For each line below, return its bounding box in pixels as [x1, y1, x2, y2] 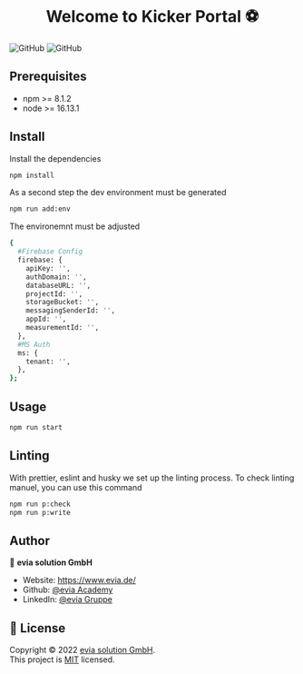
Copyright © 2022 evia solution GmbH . [9, 645, 156, 656]
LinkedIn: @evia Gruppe [22, 594, 113, 605]
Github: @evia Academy [22, 584, 113, 595]
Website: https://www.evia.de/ [22, 575, 136, 586]
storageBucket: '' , [25, 298, 100, 307]
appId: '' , [25, 314, 67, 324]
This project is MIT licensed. [9, 654, 115, 665]
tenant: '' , [25, 357, 71, 366]
